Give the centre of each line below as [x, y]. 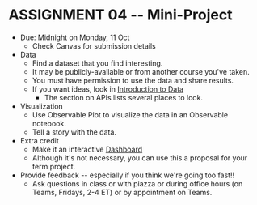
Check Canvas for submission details [94, 45]
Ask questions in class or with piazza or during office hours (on [137, 183]
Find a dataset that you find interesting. [97, 63]
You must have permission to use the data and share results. [133, 80]
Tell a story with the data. [74, 132]
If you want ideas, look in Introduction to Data [108, 89]
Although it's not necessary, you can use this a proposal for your [140, 158]
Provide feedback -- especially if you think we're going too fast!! [127, 175]
